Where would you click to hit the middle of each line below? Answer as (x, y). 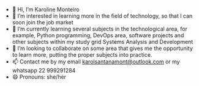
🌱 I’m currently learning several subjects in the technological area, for (100, 29)
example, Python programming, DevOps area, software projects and (98, 35)
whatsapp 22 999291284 (44, 70)
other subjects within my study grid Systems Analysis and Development (103, 42)
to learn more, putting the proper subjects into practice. (82, 55)
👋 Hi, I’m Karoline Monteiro (46, 9)
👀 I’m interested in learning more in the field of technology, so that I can (102, 16)
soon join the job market (43, 22)
